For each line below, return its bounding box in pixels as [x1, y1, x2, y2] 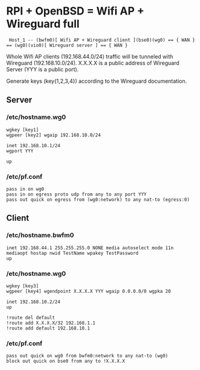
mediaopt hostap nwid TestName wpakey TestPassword [6, 250, 139, 256]
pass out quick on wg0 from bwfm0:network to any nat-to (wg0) [6, 353, 169, 359]
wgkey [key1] [6, 127, 39, 133]
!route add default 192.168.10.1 [6, 325, 90, 331]
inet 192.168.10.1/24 [6, 142, 61, 148]
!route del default [6, 314, 55, 321]
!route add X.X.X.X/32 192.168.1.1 [6, 320, 96, 326]
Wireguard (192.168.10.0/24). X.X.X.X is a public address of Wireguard [6, 59, 180, 66]
